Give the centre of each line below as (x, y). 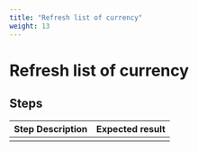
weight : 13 (30, 26)
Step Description (51, 129)
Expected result (131, 129)
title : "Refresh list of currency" (76, 18)
